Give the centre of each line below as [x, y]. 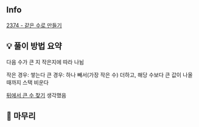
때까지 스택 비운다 [27, 82]
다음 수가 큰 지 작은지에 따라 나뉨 [45, 62]
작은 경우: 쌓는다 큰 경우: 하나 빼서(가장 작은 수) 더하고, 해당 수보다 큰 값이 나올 [100, 74]
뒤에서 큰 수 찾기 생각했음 [37, 95]
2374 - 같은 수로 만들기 [34, 25]
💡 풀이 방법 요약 [34, 46]
